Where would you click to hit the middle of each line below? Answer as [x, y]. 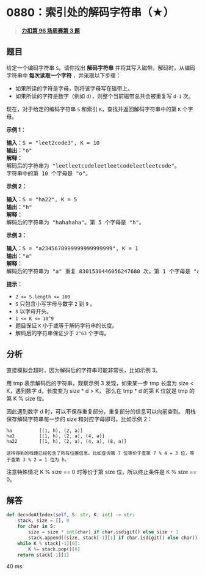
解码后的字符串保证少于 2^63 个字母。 [62, 333]
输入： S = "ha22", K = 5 [42, 199]
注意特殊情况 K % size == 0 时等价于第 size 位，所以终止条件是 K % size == [102, 472]
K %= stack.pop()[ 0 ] [54, 549]
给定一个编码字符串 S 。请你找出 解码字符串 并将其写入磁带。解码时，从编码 [101, 67]
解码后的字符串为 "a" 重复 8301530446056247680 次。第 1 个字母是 [99, 271]
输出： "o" [19, 150]
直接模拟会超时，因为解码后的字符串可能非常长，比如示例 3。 [84, 370]
